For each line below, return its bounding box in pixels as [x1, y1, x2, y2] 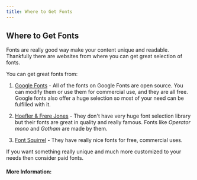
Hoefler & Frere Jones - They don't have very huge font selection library [14, 112, 191, 119]
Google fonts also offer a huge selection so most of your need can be [14, 94, 185, 102]
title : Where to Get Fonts [6, 8, 73, 15]
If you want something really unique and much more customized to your [6, 148, 182, 155]
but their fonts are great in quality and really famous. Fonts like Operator [14, 119, 191, 126]
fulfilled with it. [14, 101, 51, 108]
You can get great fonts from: [6, 71, 78, 78]
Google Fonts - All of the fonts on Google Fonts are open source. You [14, 82, 183, 89]
